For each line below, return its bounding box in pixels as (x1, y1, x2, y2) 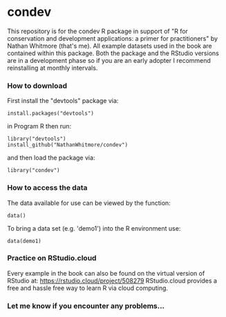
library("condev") (7, 167, 60, 174)
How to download (7, 81, 68, 90)
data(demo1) (7, 238, 41, 244)
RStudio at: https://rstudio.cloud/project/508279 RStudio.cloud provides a (7, 276, 218, 285)
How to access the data (7, 183, 88, 193)
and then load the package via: (7, 153, 95, 162)
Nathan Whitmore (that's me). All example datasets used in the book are (7, 41, 212, 50)
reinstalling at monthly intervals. (7, 64, 98, 72)
